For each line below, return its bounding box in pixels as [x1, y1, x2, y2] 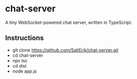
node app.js [12, 68, 37, 74]
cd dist [12, 63, 27, 69]
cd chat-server [12, 52, 43, 58]
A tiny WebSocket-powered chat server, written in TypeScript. [5, 19, 133, 25]
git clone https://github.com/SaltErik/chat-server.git [12, 47, 119, 53]
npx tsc [12, 58, 28, 64]
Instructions [5, 34, 44, 42]
